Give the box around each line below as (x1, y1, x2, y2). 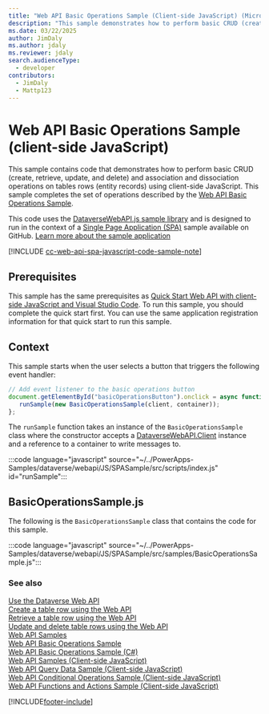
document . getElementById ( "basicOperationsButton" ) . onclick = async (8, 392, 239, 401)
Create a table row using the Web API (8, 604, 132, 614)
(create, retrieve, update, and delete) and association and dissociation (8, 173, 239, 183)
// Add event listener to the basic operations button (8, 385, 195, 393)
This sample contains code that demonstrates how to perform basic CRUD (8, 164, 254, 174)
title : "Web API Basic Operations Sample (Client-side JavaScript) (8, 11, 239, 20)
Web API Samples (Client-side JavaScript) (8, 655, 147, 665)
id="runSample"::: (8, 472, 68, 481)
